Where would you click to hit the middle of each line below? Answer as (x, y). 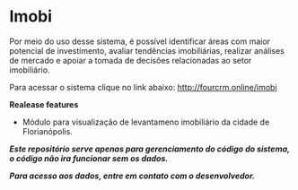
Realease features (44, 104)
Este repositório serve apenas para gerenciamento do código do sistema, (149, 149)
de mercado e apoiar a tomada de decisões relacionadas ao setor (131, 60)
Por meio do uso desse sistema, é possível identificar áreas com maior (140, 41)
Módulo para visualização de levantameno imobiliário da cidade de (146, 122)
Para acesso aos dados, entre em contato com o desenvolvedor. (132, 176)
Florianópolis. (48, 131)
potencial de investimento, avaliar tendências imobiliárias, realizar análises (147, 50)
